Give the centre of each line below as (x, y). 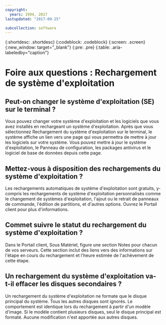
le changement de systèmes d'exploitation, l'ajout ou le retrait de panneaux (82, 199)
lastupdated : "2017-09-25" (33, 19)
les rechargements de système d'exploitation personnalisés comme (92, 194)
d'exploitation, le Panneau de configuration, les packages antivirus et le (78, 148)
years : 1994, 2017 (29, 14)
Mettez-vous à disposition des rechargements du (83, 169)
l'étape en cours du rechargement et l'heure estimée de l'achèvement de (80, 255)
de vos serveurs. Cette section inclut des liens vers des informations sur (79, 250)
